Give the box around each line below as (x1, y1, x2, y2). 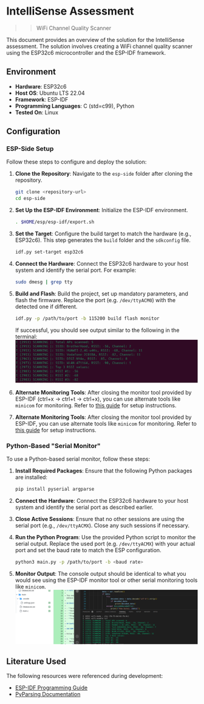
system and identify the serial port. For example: (15, 266, 137, 274)
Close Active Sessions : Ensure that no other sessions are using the (15, 515, 185, 522)
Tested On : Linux (15, 108, 59, 116)
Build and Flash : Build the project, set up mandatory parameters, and (15, 290, 188, 297)
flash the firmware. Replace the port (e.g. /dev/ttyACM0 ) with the (15, 296, 176, 303)
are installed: (15, 474, 47, 481)
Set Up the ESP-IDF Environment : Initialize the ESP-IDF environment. (15, 207, 188, 214)
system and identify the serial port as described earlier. (15, 503, 154, 511)
